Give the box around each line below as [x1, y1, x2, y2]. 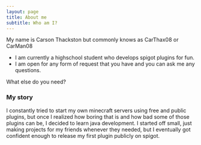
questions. [14, 67, 41, 74]
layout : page [6, 8, 39, 15]
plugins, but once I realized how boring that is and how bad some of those [6, 113, 190, 120]
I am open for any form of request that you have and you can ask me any [14, 60, 195, 67]
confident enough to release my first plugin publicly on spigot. [6, 132, 160, 139]
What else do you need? [6, 78, 66, 85]
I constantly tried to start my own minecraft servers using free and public [6, 107, 187, 114]
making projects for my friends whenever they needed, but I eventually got [6, 126, 191, 133]
